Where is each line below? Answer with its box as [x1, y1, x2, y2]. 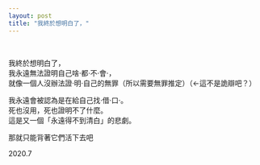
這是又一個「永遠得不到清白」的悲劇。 [8, 115, 136, 125]
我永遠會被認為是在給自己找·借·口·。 [8, 95, 128, 105]
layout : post [8, 11, 52, 20]
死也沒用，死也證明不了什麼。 [8, 105, 107, 115]
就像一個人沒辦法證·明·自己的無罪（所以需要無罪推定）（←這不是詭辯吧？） [8, 78, 257, 88]
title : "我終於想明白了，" [8, 19, 90, 27]
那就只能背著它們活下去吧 [8, 132, 94, 142]
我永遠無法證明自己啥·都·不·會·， [8, 68, 116, 77]
